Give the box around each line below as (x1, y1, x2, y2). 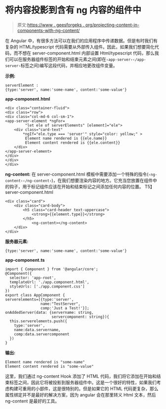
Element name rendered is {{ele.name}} (25, 136, 107, 141)
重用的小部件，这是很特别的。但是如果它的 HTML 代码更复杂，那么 (22, 385, 159, 392)
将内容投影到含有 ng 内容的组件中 (5, 4, 142, 16)
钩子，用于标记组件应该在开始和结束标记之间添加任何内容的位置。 (9, 183, 144, 189)
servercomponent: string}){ (51, 314, 110, 319)
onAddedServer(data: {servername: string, (5, 310, 94, 315)
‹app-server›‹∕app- (106, 57, 146, 62)
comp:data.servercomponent (14, 332, 70, 337)
